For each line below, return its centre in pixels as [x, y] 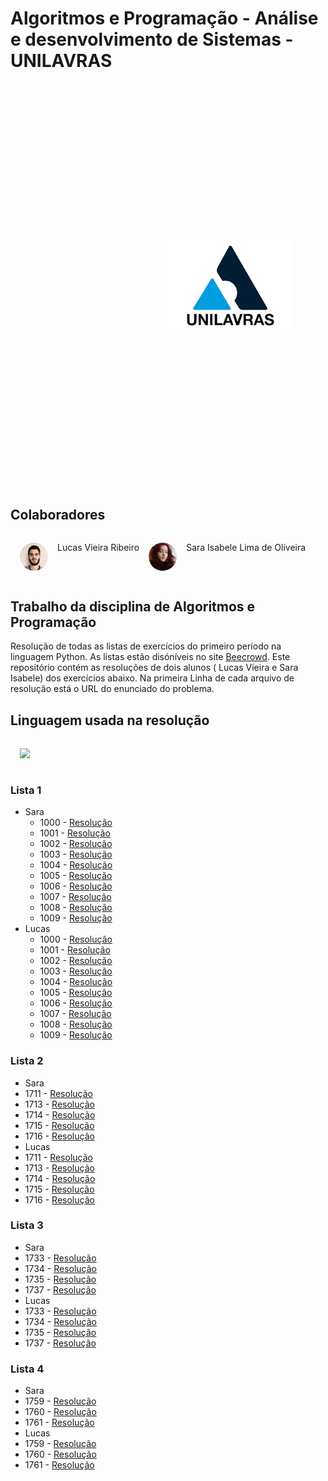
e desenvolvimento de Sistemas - [152, 39]
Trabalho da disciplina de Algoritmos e [133, 606]
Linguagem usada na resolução [110, 720]
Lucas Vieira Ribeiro [98, 548]
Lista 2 [27, 1061]
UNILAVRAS [61, 61]
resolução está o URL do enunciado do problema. [112, 689]
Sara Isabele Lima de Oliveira [246, 548]
